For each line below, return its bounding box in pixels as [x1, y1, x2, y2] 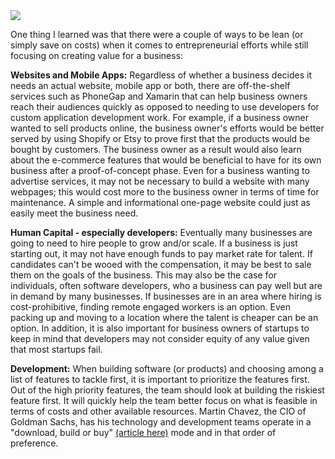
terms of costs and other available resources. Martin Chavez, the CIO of [10, 405, 307, 417]
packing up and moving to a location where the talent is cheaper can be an [10, 312, 319, 323]
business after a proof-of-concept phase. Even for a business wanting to [10, 165, 310, 176]
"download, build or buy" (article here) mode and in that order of [10, 427, 277, 438]
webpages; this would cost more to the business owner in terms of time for [10, 186, 320, 198]
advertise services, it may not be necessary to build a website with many [10, 175, 310, 187]
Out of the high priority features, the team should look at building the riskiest [10, 384, 325, 396]
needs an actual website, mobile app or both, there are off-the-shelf [10, 80, 291, 91]
